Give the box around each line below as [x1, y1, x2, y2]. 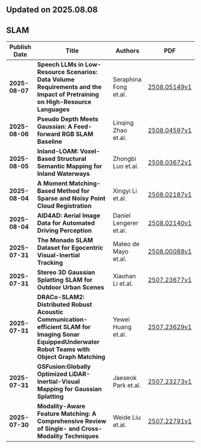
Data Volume [36, 75, 75, 84]
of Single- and [36, 425, 80, 433]
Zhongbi [112, 155, 136, 163]
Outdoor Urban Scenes [36, 284, 105, 292]
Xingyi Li [112, 187, 138, 195]
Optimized [36, 370, 68, 379]
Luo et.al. [112, 162, 139, 170]
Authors [115, 47, 139, 55]
